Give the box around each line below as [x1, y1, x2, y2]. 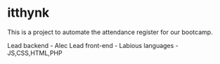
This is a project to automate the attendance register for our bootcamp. [7, 28, 213, 36]
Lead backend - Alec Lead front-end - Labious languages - [7, 41, 179, 49]
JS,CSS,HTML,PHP [7, 49, 63, 57]
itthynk [7, 5, 50, 21]
